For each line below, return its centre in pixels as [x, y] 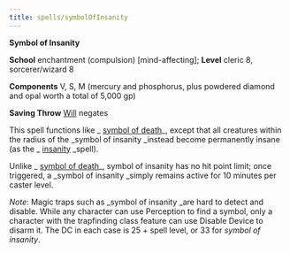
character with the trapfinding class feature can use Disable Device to [136, 220]
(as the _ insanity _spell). [54, 149]
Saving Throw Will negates [59, 112]
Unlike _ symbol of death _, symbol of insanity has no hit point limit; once [141, 165]
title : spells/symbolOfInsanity [69, 17]
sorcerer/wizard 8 [42, 69]
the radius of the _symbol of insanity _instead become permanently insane [145, 139]
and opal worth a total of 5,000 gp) [72, 96]
